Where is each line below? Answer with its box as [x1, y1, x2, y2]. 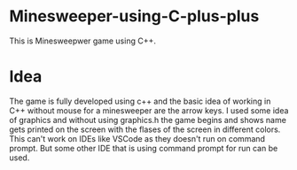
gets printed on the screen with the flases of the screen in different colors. [9, 124, 281, 135]
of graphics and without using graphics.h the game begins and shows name [9, 114, 286, 125]
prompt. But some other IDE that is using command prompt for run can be [9, 143, 278, 153]
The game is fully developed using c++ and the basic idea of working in [9, 96, 271, 106]
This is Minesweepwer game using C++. [9, 35, 157, 46]
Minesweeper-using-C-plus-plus [9, 6, 260, 27]
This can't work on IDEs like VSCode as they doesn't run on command [9, 133, 266, 143]
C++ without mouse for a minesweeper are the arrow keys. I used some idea [9, 104, 289, 116]
